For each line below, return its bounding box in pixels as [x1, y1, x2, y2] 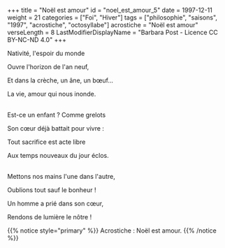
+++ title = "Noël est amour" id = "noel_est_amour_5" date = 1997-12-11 [7, 6, 213, 14]
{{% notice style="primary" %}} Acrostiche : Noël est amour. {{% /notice [7, 226, 217, 235]
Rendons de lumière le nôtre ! [7, 213, 92, 221]
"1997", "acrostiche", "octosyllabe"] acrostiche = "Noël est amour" [7, 21, 198, 29]
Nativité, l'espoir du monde [7, 49, 85, 57]
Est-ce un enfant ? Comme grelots [7, 111, 106, 119]
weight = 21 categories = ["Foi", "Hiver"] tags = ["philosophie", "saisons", [7, 13, 218, 22]
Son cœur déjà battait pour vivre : [7, 124, 105, 132]
